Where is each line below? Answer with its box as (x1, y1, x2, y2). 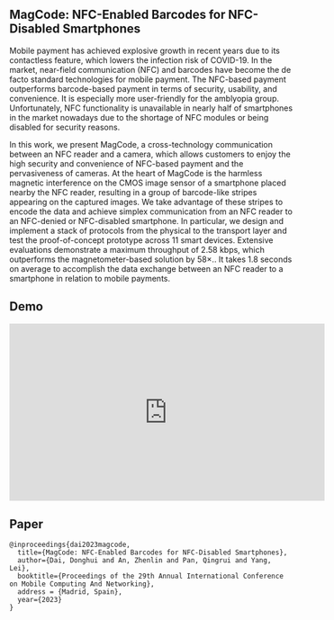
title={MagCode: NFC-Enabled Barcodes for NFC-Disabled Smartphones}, (17, 548, 288, 557)
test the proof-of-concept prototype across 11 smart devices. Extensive (9, 234, 274, 246)
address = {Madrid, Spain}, (17, 588, 123, 597)
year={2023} (17, 596, 63, 605)
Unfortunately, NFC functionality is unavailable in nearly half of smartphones (9, 103, 293, 113)
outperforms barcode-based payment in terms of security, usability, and (9, 83, 277, 94)
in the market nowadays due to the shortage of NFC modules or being (9, 112, 269, 122)
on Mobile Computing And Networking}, (9, 580, 155, 589)
